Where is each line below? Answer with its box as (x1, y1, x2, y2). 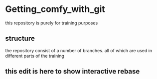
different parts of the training (5, 53, 65, 59)
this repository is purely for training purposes (5, 20, 98, 26)
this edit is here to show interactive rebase (5, 67, 140, 76)
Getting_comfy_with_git (5, 3, 106, 15)
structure (5, 34, 35, 43)
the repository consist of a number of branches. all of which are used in (5, 47, 153, 53)
